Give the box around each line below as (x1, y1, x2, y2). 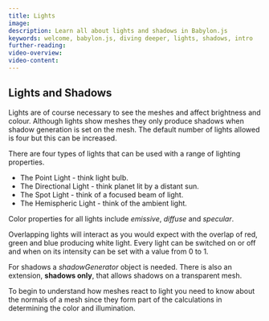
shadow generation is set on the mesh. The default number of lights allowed (8, 124, 260, 134)
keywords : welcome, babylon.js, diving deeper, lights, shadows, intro (8, 34, 253, 43)
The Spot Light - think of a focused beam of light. (19, 189, 184, 199)
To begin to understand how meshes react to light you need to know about (8, 286, 255, 295)
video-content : (8, 57, 59, 65)
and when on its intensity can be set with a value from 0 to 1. (8, 246, 209, 256)
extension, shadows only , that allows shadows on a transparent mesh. (8, 270, 243, 280)
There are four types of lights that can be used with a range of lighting (8, 148, 241, 158)
